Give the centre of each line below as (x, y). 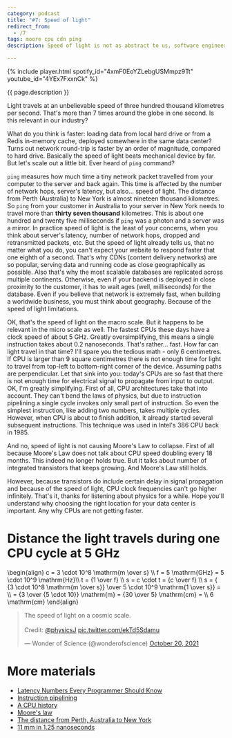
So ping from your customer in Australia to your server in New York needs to (116, 206)
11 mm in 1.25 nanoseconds (56, 727)
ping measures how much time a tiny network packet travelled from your (110, 176)
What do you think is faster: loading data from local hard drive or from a (109, 133)
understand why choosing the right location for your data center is (101, 503)
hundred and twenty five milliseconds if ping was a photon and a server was (116, 221)
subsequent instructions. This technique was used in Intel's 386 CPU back (113, 425)
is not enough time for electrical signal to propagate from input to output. (111, 381)
